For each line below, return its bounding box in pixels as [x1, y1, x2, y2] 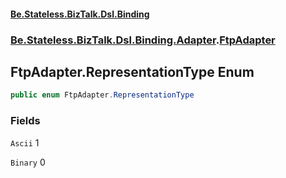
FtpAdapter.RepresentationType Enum [10, 63, 255, 80]
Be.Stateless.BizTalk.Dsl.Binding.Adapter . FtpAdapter [10, 33, 276, 47]
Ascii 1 [10, 136, 40, 149]
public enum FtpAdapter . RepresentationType [10, 90, 195, 100]
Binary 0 [10, 156, 46, 168]
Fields [10, 114, 41, 128]
